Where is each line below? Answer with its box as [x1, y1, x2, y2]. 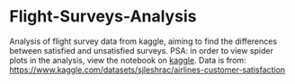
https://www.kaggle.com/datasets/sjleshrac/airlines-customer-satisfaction [9, 64, 286, 75]
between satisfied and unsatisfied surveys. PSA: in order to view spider [9, 45, 274, 55]
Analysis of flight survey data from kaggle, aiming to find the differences [9, 36, 277, 46]
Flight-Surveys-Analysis [9, 6, 197, 27]
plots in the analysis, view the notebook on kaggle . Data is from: [9, 55, 246, 65]
